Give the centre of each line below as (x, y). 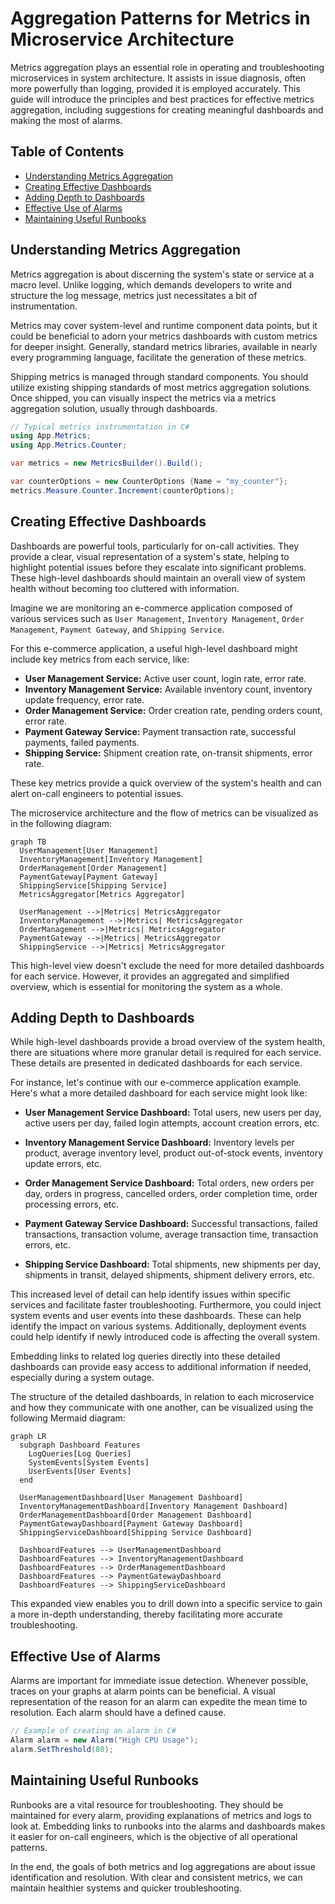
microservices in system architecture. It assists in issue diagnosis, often (158, 78)
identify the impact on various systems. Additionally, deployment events (158, 1326)
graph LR (28, 1437)
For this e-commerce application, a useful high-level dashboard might (154, 648)
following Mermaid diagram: (68, 1418)
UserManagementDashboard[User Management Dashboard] (131, 1498)
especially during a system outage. (82, 1378)
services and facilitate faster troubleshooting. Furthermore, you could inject (166, 1305)
